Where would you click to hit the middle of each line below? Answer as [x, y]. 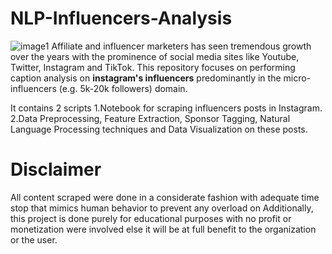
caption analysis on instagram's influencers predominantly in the [146, 78]
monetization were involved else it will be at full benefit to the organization [163, 229]
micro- [297, 78]
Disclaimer [56, 169]
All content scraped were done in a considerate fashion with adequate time [165, 197]
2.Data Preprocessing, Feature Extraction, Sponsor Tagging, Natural [150, 118]
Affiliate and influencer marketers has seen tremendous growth [181, 46]
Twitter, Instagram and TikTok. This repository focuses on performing [153, 67]
